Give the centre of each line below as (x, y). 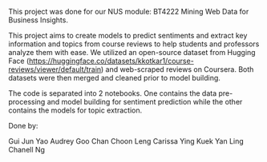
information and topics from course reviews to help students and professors (134, 44)
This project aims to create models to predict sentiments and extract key (128, 36)
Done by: (23, 126)
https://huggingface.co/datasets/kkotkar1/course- (111, 61)
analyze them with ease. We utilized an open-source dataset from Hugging (132, 52)
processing (27, 102)
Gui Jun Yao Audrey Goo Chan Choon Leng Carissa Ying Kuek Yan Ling (126, 141)
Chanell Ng (27, 150)
